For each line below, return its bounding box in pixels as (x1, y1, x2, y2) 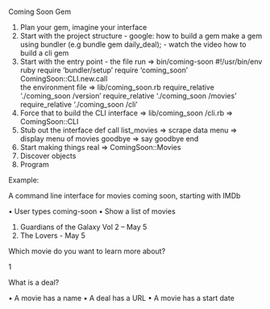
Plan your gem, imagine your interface (19, 23, 147, 31)
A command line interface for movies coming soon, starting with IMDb (8, 191, 241, 200)
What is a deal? (8, 278, 60, 287)
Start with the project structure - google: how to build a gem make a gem (19, 31, 263, 40)
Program (19, 160, 50, 169)
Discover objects (19, 151, 77, 161)
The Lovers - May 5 (19, 231, 86, 240)
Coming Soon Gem (8, 7, 71, 16)
